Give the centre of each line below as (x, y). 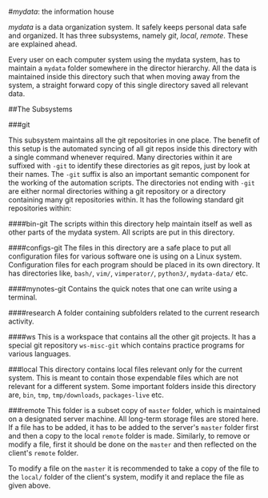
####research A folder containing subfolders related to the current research (134, 313)
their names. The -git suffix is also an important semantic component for (129, 174)
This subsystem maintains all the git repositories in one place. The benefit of (134, 140)
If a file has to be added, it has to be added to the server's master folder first (134, 427)
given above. (30, 485)
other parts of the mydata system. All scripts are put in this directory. (122, 232)
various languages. (40, 354)
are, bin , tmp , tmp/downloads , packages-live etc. (86, 395)
